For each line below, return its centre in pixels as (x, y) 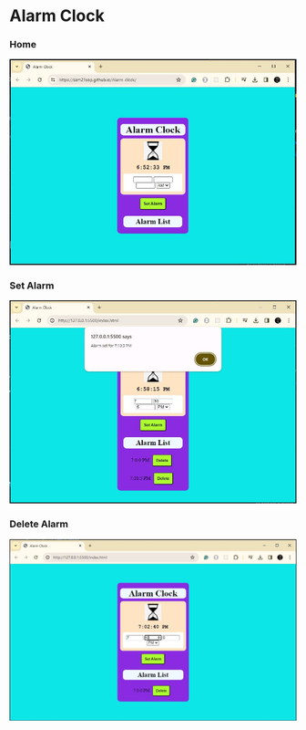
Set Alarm (32, 286)
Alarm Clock (57, 16)
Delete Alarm (39, 524)
